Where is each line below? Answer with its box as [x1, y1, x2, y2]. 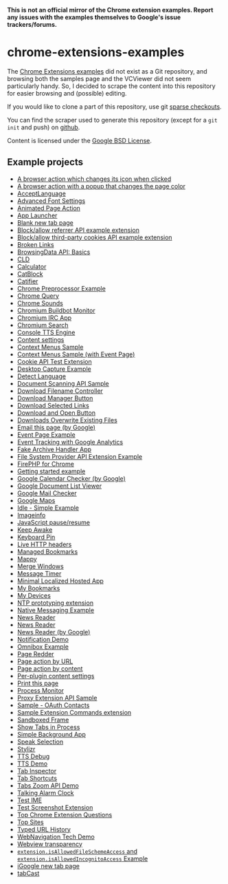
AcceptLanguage [16, 189, 67, 197]
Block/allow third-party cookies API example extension [16, 233, 173, 241]
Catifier [16, 277, 38, 285]
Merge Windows [16, 562, 64, 570]
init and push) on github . [7, 123, 80, 131]
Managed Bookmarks [16, 547, 78, 556]
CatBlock [16, 270, 43, 278]
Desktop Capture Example [16, 365, 91, 373]
